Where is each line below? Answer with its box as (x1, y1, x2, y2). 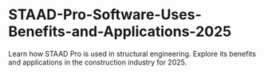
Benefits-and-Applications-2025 (8, 22, 232, 41)
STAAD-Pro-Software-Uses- (8, 6, 202, 24)
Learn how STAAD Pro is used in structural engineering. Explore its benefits (8, 49, 257, 58)
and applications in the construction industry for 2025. (8, 57, 187, 67)
